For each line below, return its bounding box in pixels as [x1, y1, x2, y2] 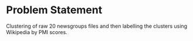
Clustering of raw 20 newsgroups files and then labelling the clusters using [6, 23, 188, 29]
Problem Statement [6, 3, 103, 17]
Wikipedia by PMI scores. [6, 28, 67, 35]
